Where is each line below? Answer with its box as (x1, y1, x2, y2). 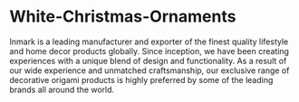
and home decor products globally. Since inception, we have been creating (9, 45, 290, 56)
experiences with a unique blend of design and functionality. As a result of (9, 55, 287, 66)
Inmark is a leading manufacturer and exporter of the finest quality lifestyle (9, 36, 289, 47)
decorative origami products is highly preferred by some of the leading (9, 74, 274, 85)
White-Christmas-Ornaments (9, 6, 236, 27)
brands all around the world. (9, 84, 115, 95)
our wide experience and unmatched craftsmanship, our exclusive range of (9, 65, 290, 76)
